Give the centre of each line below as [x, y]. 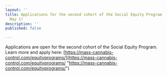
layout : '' [16, 10]
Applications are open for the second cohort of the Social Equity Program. [81, 47]
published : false [23, 28]
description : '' [22, 24]
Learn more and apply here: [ [35, 52]
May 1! [16, 19]
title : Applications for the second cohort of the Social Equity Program [84, 14]
